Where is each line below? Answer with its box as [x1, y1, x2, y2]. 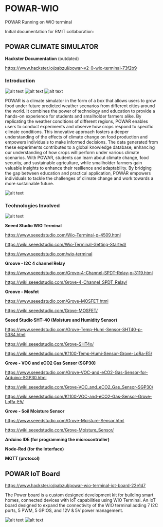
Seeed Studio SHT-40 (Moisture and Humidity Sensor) [5, 317, 118, 323]
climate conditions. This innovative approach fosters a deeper [5, 129, 129, 135]
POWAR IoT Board [5, 469, 60, 478]
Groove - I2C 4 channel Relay [5, 260, 66, 266]
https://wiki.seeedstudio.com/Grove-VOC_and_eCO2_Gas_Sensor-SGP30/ [5, 384, 154, 390]
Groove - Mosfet [5, 289, 39, 295]
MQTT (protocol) [5, 455, 40, 461]
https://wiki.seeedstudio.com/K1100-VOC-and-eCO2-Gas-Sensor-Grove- [5, 393, 152, 400]
